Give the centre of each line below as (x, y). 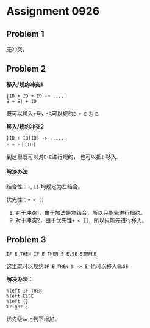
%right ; (17, 307)
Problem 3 (26, 240)
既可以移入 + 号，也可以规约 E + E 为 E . (53, 113)
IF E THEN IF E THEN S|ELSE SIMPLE (52, 254)
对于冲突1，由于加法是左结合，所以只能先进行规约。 (80, 213)
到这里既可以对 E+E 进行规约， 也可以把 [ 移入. (62, 157)
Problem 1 (25, 34)
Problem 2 (26, 69)
